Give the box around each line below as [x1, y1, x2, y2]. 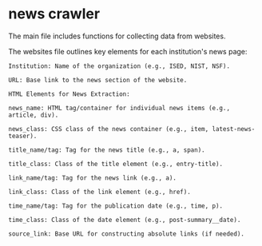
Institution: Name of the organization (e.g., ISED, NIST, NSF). [8, 61, 230, 70]
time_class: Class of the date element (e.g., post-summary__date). [8, 216, 241, 224]
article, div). [8, 111, 59, 119]
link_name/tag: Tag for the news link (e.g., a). [8, 173, 177, 182]
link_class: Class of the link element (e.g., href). [8, 188, 192, 196]
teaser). [8, 132, 38, 140]
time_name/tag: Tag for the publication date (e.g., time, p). [8, 201, 224, 210]
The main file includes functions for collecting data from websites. [8, 31, 226, 41]
